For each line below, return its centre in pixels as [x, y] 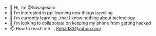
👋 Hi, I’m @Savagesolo [32, 8]
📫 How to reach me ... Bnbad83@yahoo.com [55, 28]
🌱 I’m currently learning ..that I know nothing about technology [72, 18]
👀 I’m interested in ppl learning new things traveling [61, 13]
